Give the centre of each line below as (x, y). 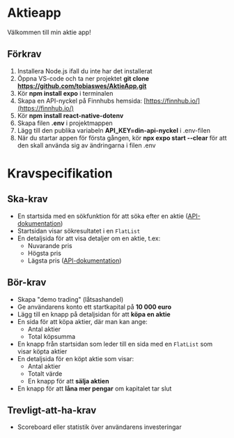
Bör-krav (27, 283)
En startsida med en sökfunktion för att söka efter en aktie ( (102, 216)
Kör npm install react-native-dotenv (70, 115)
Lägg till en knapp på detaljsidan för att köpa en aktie (94, 314)
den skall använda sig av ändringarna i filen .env (86, 145)
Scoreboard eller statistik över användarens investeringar (100, 427)
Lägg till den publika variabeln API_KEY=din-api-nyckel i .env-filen (114, 130)
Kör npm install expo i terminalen (65, 93)
